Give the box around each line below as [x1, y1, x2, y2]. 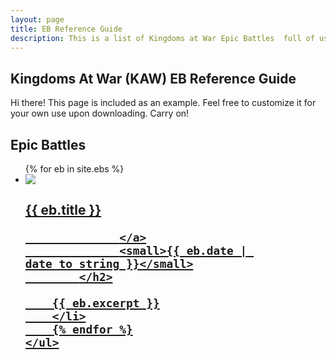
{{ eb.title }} [24, 202, 102, 219]
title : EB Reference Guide [10, 24, 123, 34]
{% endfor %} [51, 322, 133, 337]
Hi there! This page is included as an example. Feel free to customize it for [10, 97, 317, 109]
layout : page [10, 14, 65, 25]
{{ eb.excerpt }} [51, 296, 160, 311]
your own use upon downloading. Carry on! [10, 107, 190, 120]
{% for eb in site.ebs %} [24, 163, 125, 175]
